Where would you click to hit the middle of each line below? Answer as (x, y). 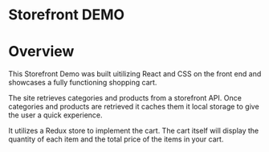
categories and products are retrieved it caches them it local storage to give (134, 107)
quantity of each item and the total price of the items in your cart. (116, 139)
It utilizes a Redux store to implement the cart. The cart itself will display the (134, 131)
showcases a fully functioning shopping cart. (83, 83)
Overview (41, 52)
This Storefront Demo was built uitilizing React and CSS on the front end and (135, 74)
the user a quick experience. (55, 115)
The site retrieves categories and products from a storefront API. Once (125, 98)
